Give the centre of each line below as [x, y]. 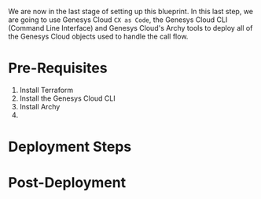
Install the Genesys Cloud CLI [67, 98]
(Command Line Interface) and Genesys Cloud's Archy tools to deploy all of [130, 28]
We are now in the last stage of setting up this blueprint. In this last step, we [131, 11]
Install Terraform [46, 90]
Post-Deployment [67, 183]
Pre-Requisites [58, 68]
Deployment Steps [70, 147]
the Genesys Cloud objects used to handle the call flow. [98, 36]
